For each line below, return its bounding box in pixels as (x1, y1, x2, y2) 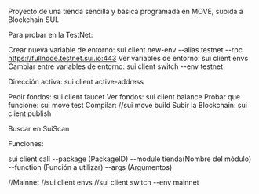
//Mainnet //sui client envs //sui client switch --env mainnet (8, 178, 199, 187)
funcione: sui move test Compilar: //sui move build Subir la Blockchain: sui (8, 101, 247, 110)
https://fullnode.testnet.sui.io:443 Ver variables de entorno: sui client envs (8, 54, 249, 63)
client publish (8, 109, 52, 118)
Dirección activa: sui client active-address (8, 77, 144, 86)
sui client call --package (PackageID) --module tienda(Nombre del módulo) (8, 154, 252, 163)
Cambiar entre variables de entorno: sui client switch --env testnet (8, 62, 224, 71)
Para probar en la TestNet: (8, 31, 93, 39)
